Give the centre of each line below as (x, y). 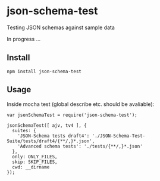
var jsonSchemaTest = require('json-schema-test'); (72, 115)
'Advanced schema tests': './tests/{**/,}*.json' (80, 146)
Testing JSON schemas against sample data (61, 27)
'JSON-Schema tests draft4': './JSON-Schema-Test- (81, 136)
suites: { (24, 130)
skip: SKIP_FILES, (35, 162)
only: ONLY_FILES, (35, 157)
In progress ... (24, 39)
